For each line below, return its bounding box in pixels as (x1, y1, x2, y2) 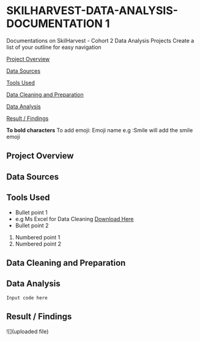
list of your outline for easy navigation (6, 43, 102, 51)
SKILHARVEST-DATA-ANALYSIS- (6, 4, 179, 18)
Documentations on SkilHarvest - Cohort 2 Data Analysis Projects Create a (6, 37, 194, 44)
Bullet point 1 (15, 209, 48, 216)
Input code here (6, 294, 48, 301)
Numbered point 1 (15, 233, 61, 241)
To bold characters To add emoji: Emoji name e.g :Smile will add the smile (6, 126, 193, 133)
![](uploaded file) (6, 328, 49, 335)
